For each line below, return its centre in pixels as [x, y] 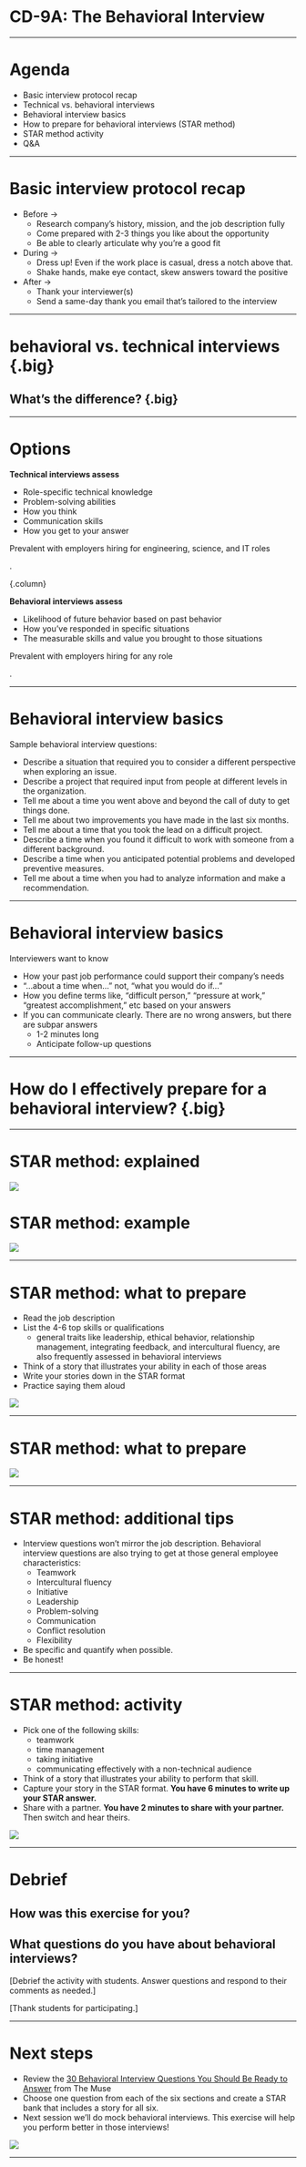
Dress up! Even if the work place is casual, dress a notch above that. [164, 262]
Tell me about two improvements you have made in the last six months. [156, 820]
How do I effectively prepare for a [138, 1089]
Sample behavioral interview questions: [83, 744]
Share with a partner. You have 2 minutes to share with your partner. [153, 1808]
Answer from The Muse [67, 2088]
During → [41, 252]
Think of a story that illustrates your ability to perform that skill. [141, 1779]
